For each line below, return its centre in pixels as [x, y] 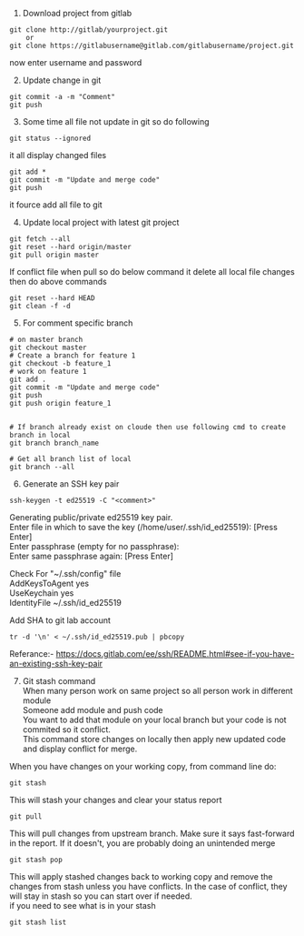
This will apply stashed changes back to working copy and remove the [141, 876]
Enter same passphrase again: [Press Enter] [92, 556]
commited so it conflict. [67, 730]
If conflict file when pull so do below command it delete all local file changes [152, 272]
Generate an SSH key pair [71, 484]
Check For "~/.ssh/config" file [65, 574]
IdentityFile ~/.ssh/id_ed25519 [66, 603]
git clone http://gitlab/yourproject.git [89, 30]
